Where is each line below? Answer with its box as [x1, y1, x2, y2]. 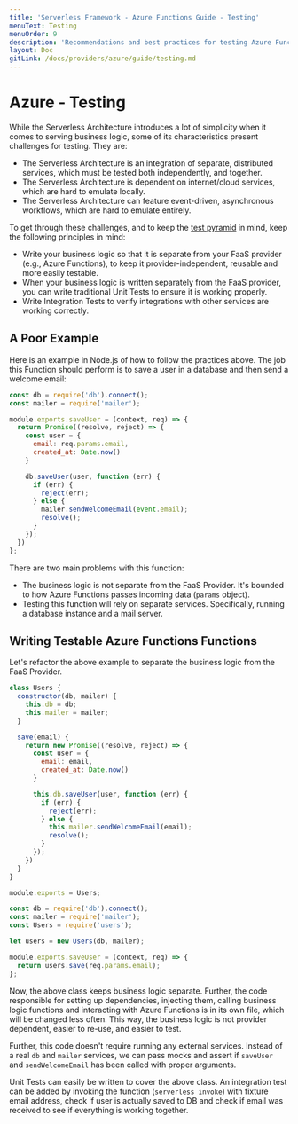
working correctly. [21, 305, 90, 316]
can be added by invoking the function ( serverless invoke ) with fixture [9, 1086, 269, 1096]
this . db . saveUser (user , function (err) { [32, 790, 189, 798]
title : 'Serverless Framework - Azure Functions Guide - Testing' [9, 12, 260, 22]
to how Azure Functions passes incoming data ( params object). [21, 589, 250, 600]
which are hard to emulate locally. [21, 185, 146, 196]
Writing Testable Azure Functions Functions [9, 633, 257, 648]
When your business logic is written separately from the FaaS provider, [21, 277, 282, 287]
